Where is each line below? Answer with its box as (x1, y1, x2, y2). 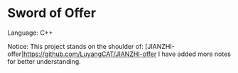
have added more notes (161, 50, 231, 58)
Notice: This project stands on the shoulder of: (7, 42, 144, 50)
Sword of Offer (7, 5, 97, 21)
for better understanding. (7, 57, 82, 65)
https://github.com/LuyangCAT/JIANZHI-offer (23, 50, 157, 58)
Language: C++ (7, 28, 53, 37)
